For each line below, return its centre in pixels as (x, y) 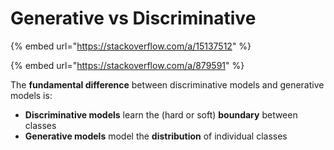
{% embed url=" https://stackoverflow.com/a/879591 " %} (127, 65)
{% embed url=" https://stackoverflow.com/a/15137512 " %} (131, 46)
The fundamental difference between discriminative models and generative (167, 84)
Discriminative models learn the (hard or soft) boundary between (161, 114)
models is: (31, 95)
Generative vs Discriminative (133, 18)
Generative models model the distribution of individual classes (156, 136)
